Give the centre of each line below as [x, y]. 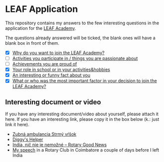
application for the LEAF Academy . [41, 28]
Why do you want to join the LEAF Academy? [58, 53]
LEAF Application [41, 9]
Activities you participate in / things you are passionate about [75, 58]
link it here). [17, 125]
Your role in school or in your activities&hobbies [61, 70]
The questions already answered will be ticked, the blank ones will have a [80, 38]
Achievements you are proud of [44, 64]
